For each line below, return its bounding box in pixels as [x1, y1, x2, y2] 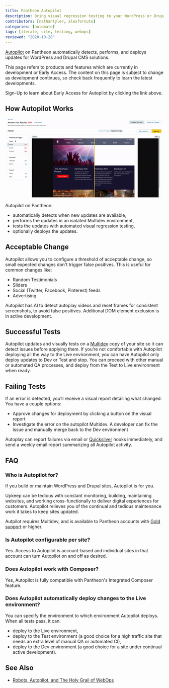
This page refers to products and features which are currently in [5, 64, 138, 70]
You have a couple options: [5, 401, 62, 407]
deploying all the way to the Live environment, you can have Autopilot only [5, 352, 159, 358]
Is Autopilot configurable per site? [5, 536, 91, 543]
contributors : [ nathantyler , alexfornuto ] [5, 19, 96, 24]
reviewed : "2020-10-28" [5, 35, 55, 40]
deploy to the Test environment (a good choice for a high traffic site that [12, 633, 162, 639]
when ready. [5, 368, 31, 374]
